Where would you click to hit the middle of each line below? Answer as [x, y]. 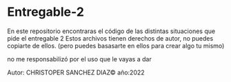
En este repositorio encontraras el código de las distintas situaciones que [111, 31]
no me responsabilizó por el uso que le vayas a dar [79, 59]
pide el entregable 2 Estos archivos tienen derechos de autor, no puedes [110, 38]
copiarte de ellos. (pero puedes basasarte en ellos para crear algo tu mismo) [116, 45]
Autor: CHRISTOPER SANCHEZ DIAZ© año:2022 [76, 72]
